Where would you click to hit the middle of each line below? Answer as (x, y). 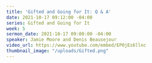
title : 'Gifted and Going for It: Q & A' (59, 12)
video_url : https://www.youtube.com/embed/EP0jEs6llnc (76, 46)
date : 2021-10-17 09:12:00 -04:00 (50, 17)
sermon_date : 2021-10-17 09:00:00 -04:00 (59, 34)
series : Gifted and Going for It (48, 23)
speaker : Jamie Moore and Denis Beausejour (62, 40)
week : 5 (16, 28)
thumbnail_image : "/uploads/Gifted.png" (58, 51)
